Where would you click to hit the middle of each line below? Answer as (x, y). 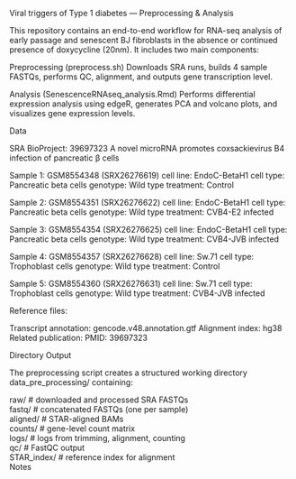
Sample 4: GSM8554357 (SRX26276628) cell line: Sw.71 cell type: (132, 257)
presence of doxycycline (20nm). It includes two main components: (134, 50)
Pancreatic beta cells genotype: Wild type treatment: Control (121, 185)
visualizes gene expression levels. (72, 113)
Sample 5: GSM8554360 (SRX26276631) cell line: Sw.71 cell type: (131, 284)
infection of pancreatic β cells (64, 158)
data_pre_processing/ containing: (71, 382)
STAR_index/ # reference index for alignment (92, 457)
